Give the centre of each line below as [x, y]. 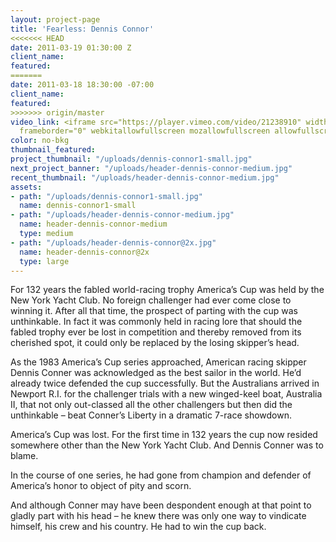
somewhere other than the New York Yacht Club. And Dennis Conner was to [167, 445]
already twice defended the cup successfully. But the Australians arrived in [165, 383]
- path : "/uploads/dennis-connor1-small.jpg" [106, 196]
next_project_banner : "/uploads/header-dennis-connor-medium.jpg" [151, 168]
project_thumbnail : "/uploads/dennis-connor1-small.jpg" [131, 159]
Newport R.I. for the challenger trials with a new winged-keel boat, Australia [166, 394]
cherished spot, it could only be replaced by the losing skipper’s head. [155, 343]
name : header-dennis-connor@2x [84, 252]
